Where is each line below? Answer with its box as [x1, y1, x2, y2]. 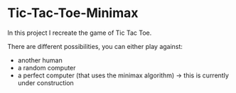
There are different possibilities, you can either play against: [7, 42, 183, 50]
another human [17, 55, 63, 65]
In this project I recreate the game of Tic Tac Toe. [7, 28, 152, 37]
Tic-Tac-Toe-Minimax [7, 5, 139, 21]
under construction [17, 78, 75, 87]
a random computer [17, 63, 76, 72]
